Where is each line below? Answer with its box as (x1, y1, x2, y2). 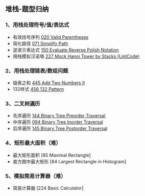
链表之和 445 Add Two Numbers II (12, 80, 85, 86)
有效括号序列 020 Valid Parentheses (12, 34, 89, 40)
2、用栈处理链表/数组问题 (5, 67, 68, 74)
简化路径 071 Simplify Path (12, 40, 68, 46)
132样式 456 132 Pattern (12, 86, 64, 92)
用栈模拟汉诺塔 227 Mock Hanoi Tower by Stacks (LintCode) (12, 53, 140, 59)
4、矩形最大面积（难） (5, 139, 61, 146)
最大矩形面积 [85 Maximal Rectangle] (12, 152, 91, 158)
